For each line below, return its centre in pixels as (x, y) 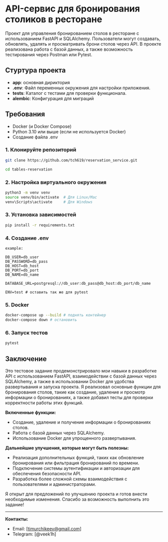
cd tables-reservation (29, 169)
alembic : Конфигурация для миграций (53, 98)
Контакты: (17, 519)
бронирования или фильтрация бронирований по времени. (76, 463)
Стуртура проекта (35, 70)
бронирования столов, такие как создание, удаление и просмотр (75, 392)
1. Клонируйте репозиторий (41, 150)
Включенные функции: (31, 413)
